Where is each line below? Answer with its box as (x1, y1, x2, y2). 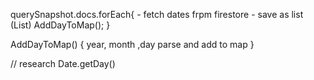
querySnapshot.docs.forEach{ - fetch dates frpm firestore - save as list (10, 9, 304, 20)
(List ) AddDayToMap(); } (10, 19, 111, 31)
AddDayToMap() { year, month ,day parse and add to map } (10, 39, 255, 50)
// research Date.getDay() (10, 58, 116, 69)
